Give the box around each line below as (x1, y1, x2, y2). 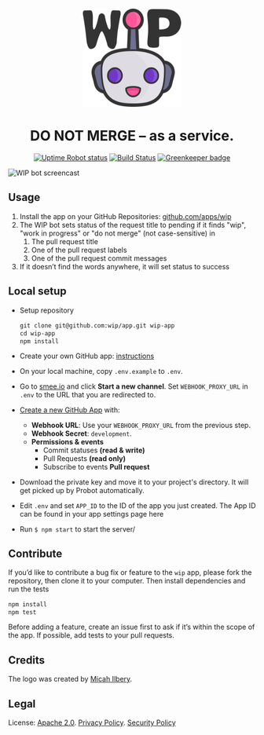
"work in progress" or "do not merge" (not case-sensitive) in (19, 229, 216, 238)
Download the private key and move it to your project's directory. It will (19, 477, 249, 487)
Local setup (8, 284, 67, 298)
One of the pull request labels (31, 245, 127, 254)
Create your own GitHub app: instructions (19, 351, 155, 360)
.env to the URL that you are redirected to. (19, 389, 156, 399)
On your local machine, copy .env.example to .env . (19, 366, 183, 375)
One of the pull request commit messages (31, 253, 167, 263)
